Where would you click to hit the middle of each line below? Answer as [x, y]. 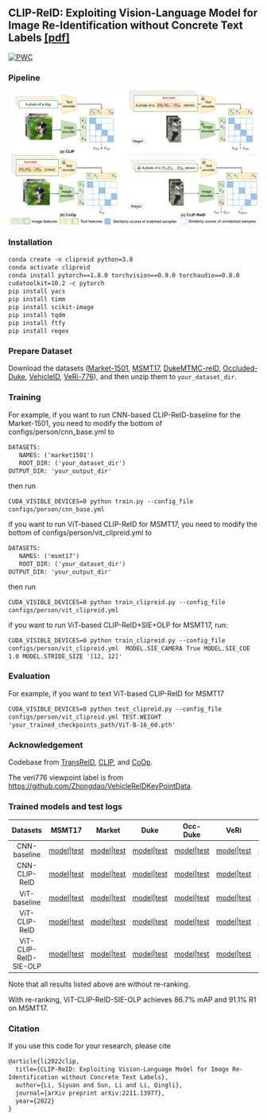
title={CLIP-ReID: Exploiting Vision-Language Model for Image [122, 1069]
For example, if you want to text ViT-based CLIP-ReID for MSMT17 [116, 693]
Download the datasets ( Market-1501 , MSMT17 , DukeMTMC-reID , [114, 368]
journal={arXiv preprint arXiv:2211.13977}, [90, 1093]
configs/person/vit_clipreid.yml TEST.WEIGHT [85, 717]
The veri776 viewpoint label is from [66, 777]
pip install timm [37, 299]
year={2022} [35, 1101]
